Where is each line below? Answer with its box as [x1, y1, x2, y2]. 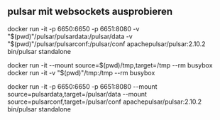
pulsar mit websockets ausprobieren [7, 6, 173, 18]
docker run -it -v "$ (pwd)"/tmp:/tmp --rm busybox [7, 68, 155, 77]
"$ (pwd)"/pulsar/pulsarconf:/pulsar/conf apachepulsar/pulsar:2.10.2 [7, 39, 206, 48]
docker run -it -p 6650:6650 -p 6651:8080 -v [7, 24, 140, 33]
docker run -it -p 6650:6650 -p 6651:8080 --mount [7, 82, 158, 91]
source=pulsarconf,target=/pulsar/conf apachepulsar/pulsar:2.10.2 [7, 97, 202, 106]
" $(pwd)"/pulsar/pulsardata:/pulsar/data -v [7, 32, 133, 40]
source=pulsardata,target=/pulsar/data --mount [7, 89, 148, 98]
